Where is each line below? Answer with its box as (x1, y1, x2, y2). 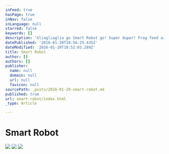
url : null (10, 78, 30, 83)
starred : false (5, 26, 37, 31)
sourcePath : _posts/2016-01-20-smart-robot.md (5, 87, 105, 92)
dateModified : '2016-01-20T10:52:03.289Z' (5, 45, 96, 50)
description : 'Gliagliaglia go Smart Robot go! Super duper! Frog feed (5, 36, 158, 41)
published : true (5, 92, 39, 97)
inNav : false (5, 17, 33, 22)
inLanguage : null (5, 21, 42, 27)
